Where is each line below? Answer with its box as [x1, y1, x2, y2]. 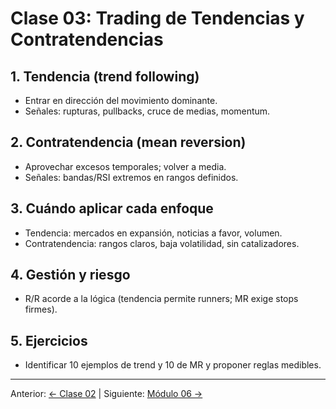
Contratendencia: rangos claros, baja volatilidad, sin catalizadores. [24, 237, 300, 249]
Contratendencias [10, 28, 164, 51]
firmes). [24, 303, 58, 316]
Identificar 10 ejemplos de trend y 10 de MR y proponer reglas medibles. [24, 359, 322, 371]
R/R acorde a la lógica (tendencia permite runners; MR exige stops [24, 293, 299, 305]
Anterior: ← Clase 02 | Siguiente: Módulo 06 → [10, 388, 203, 400]
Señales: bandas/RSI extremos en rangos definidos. [24, 171, 239, 183]
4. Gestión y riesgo [10, 267, 131, 284]
